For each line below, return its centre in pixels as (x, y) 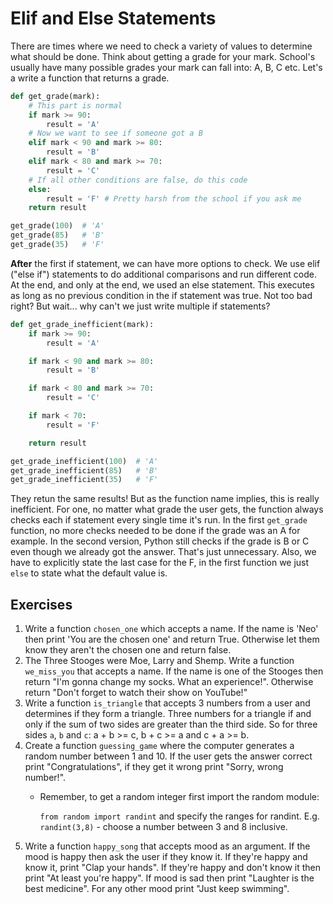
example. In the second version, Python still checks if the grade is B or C (160, 541)
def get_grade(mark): (55, 96)
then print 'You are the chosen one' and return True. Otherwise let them (172, 639)
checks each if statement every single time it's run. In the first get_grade (159, 520)
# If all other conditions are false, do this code (138, 180)
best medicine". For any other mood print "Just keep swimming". (157, 889)
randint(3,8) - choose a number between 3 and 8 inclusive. (163, 827)
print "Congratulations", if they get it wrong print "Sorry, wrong (154, 767)
